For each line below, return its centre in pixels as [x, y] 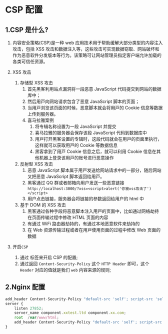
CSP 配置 [24, 10]
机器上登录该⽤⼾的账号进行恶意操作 [76, 158]
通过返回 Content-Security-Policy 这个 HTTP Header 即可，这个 [84, 263]
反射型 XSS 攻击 [36, 164]
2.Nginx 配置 [25, 287]
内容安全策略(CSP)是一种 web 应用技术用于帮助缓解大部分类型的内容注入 [87, 43]
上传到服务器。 [43, 114]
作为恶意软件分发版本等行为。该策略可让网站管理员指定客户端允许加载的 [87, 55]
